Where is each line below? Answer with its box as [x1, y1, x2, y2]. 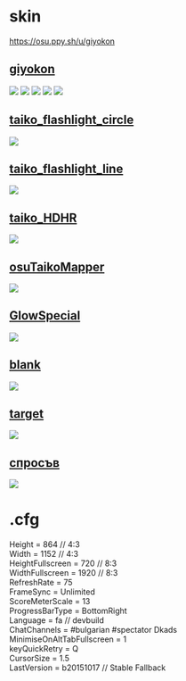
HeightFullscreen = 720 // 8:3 [9, 558, 117, 569]
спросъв [9, 455, 61, 470]
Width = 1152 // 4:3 [9, 549, 78, 560]
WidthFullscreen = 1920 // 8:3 [9, 568, 118, 578]
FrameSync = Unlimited [9, 586, 95, 597]
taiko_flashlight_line [9, 161, 124, 176]
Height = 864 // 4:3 [9, 539, 80, 550]
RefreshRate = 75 [9, 577, 73, 588]
